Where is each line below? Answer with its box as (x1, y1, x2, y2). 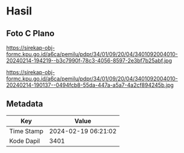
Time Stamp (9, 126, 44, 135)
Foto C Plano (6, 28, 55, 39)
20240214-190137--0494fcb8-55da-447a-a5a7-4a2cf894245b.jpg (6, 81, 174, 89)
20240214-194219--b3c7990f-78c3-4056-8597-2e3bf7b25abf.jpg (6, 57, 173, 64)
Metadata (6, 99, 43, 109)
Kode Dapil (9, 137, 40, 145)
